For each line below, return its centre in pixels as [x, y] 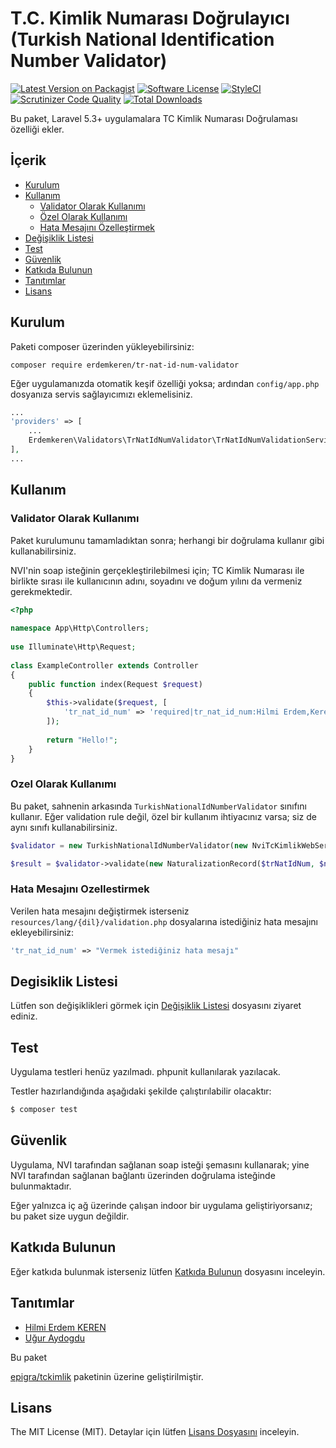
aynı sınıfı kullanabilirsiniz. [64, 827]
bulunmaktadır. [41, 1186]
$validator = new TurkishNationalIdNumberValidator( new [129, 845]
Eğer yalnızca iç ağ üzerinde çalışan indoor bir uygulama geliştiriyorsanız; [161, 1205]
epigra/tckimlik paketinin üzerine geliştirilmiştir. [107, 1376]
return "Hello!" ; [82, 740]
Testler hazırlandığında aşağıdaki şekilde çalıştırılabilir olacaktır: [141, 1091]
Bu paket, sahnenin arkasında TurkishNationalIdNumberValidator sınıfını [158, 806]
